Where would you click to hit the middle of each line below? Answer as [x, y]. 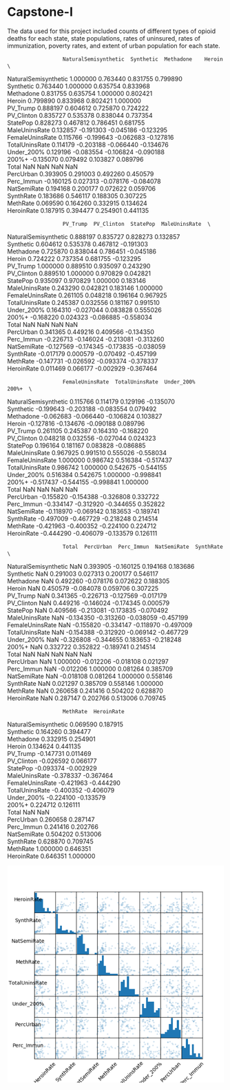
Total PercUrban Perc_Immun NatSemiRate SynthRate [143, 547]
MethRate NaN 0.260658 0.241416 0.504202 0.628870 [85, 691]
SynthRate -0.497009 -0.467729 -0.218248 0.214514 [83, 518]
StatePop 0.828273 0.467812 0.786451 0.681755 [76, 123]
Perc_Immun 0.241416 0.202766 [53, 826]
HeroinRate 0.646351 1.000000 [51, 856]
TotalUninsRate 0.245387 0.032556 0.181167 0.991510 [83, 302]
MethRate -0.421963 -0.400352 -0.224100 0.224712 [82, 526]
